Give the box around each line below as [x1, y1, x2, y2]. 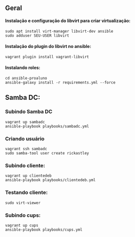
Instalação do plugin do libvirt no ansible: [5, 43, 92, 49]
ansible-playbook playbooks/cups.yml [5, 227, 83, 232]
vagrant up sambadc [5, 119, 45, 124]
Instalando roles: [5, 65, 40, 71]
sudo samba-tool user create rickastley [5, 151, 90, 156]
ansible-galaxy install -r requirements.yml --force [5, 80, 116, 85]
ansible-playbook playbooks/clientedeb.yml [5, 178, 96, 183]
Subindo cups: [5, 212, 41, 219]
